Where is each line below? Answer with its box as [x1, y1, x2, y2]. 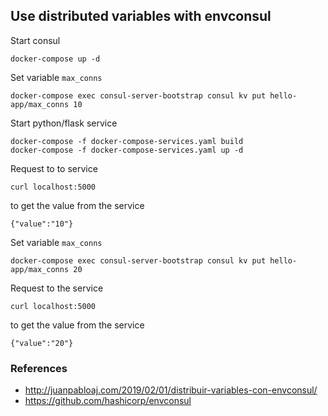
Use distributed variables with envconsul [10, 8, 272, 25]
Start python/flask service [10, 117, 118, 129]
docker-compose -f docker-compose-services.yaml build [10, 136, 244, 146]
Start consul [10, 34, 61, 46]
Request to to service [10, 162, 98, 174]
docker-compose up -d [10, 54, 101, 64]
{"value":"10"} [10, 219, 74, 229]
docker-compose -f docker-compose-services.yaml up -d [10, 145, 244, 155]
